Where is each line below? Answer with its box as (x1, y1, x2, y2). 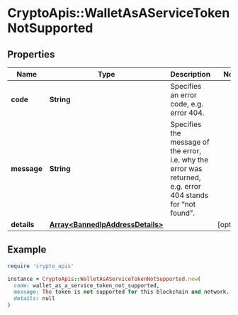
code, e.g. (169, 99, 204, 109)
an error (169, 90, 197, 100)
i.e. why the (169, 155, 209, 165)
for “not (169, 199, 196, 209)
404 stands (169, 190, 209, 200)
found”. (169, 208, 195, 218)
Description (169, 70, 211, 79)
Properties (7, 48, 55, 60)
